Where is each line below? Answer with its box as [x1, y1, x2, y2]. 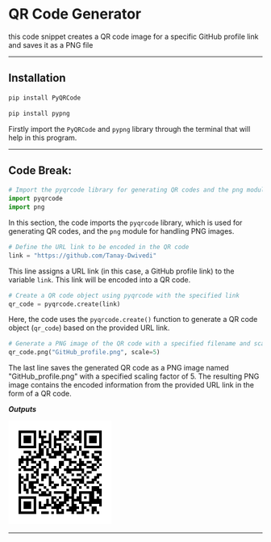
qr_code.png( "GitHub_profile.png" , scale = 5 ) [8, 349, 161, 357]
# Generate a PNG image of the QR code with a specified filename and [8, 340, 251, 348]
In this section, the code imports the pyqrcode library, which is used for [8, 218, 243, 227]
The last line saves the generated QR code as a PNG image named [8, 363, 230, 373]
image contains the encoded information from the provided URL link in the [8, 380, 254, 390]
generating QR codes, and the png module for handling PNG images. [8, 226, 235, 235]
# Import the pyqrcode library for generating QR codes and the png [8, 186, 244, 194]
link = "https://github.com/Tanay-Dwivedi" [8, 252, 157, 260]
